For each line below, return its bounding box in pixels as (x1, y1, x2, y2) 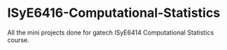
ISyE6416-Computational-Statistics (7, 5, 221, 21)
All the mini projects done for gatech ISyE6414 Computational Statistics (7, 28, 214, 37)
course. (7, 35, 30, 44)
